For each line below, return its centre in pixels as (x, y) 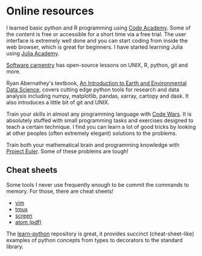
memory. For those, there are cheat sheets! (60, 191)
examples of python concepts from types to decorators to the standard (94, 240)
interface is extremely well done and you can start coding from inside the (97, 40)
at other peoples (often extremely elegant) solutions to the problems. (92, 133)
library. (15, 246)
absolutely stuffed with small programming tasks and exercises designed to (100, 120)
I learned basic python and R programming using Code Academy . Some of (99, 28)
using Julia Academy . (33, 53)
